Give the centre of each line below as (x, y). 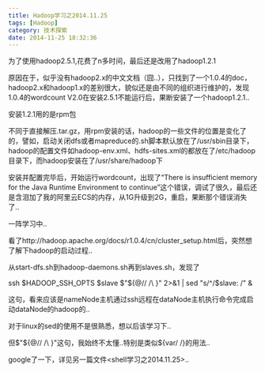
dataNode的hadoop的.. (52, 310)
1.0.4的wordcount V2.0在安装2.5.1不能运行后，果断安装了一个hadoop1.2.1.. (129, 98)
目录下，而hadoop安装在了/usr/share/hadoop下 (86, 161)
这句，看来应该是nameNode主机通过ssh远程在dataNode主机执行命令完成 (127, 299)
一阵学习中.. (28, 224)
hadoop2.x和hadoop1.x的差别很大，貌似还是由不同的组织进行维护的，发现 (129, 88)
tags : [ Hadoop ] (33, 23)
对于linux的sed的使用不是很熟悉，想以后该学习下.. (90, 326)
